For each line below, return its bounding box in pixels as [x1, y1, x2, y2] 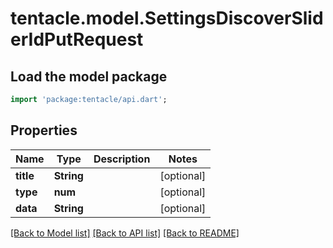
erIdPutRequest [10, 28, 144, 51]
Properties [10, 122, 78, 139]
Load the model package [10, 68, 168, 85]
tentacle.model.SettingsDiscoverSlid [10, 7, 324, 30]
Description [93, 152, 151, 166]
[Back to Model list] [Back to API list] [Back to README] [10, 227, 240, 239]
